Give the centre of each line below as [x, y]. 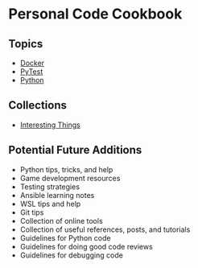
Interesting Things [50, 125]
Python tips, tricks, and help [66, 169]
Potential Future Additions [75, 150]
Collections [37, 105]
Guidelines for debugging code [71, 255]
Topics [26, 44]
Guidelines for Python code [65, 237]
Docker [32, 63]
